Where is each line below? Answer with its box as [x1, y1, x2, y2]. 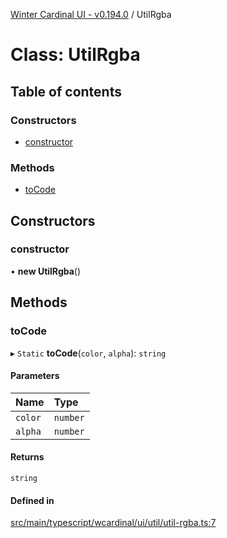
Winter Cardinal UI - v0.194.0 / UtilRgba [10, 9, 172, 20]
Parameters [10, 370, 60, 382]
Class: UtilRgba [10, 44, 141, 66]
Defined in [10, 494, 55, 506]
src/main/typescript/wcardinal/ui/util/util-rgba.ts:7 [10, 517, 217, 529]
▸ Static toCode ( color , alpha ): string [10, 347, 167, 359]
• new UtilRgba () [10, 265, 82, 277]
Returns [10, 451, 45, 463]
